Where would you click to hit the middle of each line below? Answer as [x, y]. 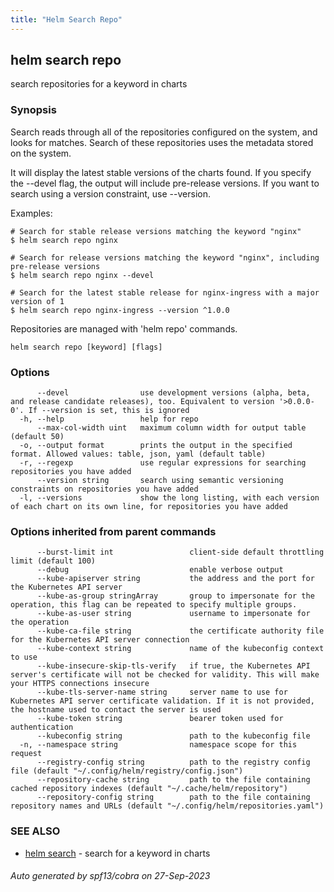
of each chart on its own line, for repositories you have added [149, 507]
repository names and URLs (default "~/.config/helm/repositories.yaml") [167, 806]
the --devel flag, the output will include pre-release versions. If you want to [165, 183]
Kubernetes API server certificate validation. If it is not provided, [162, 701]
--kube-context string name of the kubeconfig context [180, 649]
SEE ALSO [35, 831]
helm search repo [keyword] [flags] [86, 347]
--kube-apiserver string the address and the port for [175, 579]
